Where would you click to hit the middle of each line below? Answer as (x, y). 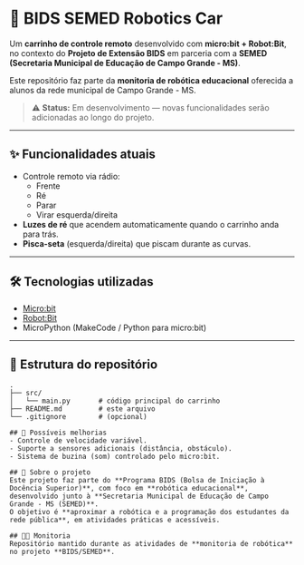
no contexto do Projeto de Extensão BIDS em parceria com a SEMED (138, 53)
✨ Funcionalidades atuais (83, 155)
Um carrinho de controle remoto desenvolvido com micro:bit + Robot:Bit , (148, 44)
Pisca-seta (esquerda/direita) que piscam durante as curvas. (137, 243)
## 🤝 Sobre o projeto (50, 472)
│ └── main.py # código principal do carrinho (115, 401)
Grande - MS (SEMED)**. (54, 504)
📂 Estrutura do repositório (84, 364)
